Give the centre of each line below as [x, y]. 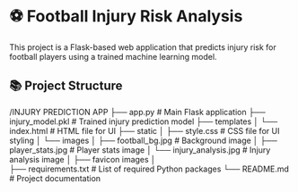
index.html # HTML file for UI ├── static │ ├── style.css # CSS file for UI [145, 130]
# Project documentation [55, 178]
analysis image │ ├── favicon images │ [83, 159]
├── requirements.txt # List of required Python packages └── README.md [149, 169]
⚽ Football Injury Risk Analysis [126, 17]
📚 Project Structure [66, 86]
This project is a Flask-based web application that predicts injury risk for [143, 47]
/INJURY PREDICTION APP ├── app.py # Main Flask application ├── [138, 112]
